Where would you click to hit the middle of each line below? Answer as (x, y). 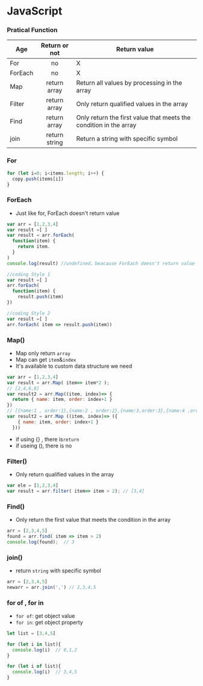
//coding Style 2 (29, 313)
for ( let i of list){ (34, 666)
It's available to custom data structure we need (74, 366)
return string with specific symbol (58, 570)
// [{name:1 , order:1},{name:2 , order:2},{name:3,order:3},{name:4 (96, 411)
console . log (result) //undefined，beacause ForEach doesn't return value (101, 263)
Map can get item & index (46, 359)
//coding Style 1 (29, 274)
